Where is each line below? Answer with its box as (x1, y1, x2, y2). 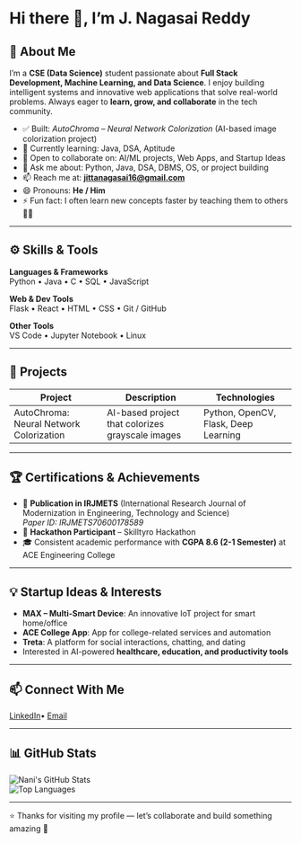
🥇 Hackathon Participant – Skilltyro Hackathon (21, 527, 196, 537)
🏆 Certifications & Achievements (9, 470, 200, 485)
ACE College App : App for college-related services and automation (21, 627, 271, 638)
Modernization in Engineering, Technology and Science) (21, 508, 230, 519)
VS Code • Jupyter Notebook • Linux (9, 330, 146, 341)
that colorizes (107, 417, 164, 430)
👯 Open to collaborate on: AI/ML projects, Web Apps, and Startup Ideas (21, 153, 286, 163)
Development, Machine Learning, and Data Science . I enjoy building (9, 77, 265, 88)
